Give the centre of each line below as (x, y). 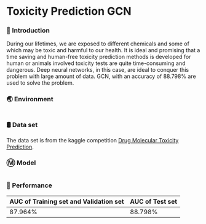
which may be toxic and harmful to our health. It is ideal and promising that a (103, 50)
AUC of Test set (153, 201)
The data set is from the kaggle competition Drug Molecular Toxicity (93, 141)
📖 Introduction (28, 31)
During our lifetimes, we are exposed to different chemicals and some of (98, 44)
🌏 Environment (30, 99)
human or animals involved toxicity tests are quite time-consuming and (96, 63)
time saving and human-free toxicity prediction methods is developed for (99, 57)
